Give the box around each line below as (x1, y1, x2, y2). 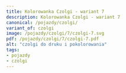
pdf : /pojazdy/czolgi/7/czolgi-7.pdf (6, 36, 99, 42)
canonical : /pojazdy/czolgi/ (6, 19, 78, 25)
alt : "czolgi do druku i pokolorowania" (6, 42, 108, 48)
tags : (6, 47, 20, 53)
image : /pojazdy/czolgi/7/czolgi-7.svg (6, 31, 105, 36)
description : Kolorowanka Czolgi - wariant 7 (6, 14, 120, 20)
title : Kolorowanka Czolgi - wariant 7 (6, 8, 105, 15)
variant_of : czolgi (6, 25, 54, 31)
